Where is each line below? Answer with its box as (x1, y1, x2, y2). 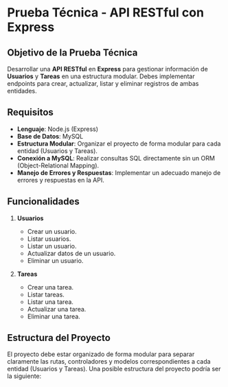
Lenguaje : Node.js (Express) (16, 125, 98, 133)
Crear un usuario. (27, 227, 77, 235)
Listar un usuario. (27, 242, 77, 250)
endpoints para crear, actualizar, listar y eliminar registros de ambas (7, 80, 199, 87)
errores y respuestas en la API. (16, 176, 104, 184)
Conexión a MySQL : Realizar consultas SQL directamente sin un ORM (16, 154, 215, 162)
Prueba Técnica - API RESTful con (7, 5, 205, 21)
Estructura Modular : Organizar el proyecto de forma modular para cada (16, 139, 221, 148)
